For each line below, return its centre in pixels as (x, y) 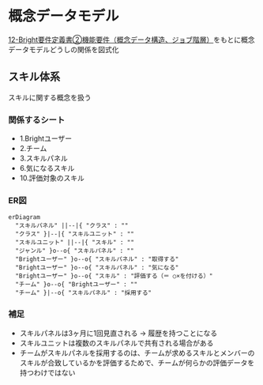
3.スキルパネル (44, 158)
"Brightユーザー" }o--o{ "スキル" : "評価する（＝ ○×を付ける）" (114, 276)
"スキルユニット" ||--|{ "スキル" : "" (75, 243)
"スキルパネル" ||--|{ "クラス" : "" (72, 226)
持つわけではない (47, 372)
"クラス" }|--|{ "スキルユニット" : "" (75, 234)
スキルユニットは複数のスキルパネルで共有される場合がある (116, 343)
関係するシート (37, 119)
